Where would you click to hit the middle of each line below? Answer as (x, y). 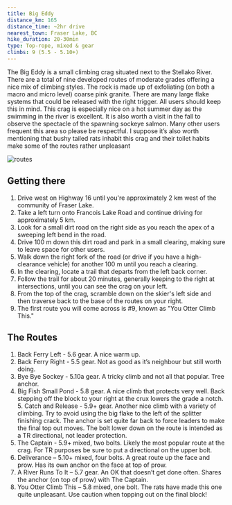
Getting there (36, 181)
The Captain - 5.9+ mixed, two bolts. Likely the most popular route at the (121, 443)
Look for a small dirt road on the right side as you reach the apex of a (116, 227)
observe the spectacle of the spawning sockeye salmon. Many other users (114, 123)
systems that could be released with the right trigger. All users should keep (114, 101)
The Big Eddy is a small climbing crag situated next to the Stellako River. (110, 72)
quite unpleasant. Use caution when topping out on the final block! (112, 494)
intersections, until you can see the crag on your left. (92, 286)
